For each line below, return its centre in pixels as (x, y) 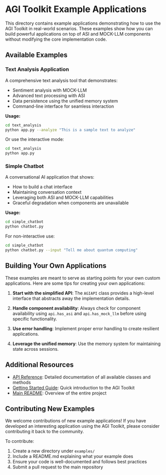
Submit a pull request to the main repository (58, 467)
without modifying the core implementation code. (56, 39)
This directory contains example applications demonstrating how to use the (83, 23)
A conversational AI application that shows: (50, 177)
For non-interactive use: (30, 236)
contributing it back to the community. (45, 432)
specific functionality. (35, 319)
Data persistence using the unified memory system (65, 101)
